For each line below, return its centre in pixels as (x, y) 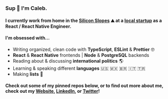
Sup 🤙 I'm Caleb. (26, 8)
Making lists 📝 (28, 74)
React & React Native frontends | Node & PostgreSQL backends (81, 55)
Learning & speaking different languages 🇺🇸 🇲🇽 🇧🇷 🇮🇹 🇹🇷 (79, 68)
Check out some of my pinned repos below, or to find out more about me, (85, 86)
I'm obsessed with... (28, 38)
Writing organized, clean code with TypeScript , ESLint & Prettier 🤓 (83, 49)
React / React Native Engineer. (38, 26)
